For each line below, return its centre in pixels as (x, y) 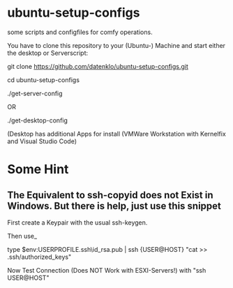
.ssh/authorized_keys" (39, 257)
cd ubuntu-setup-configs (44, 80)
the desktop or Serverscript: (48, 53)
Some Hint (38, 169)
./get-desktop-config (38, 120)
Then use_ (22, 236)
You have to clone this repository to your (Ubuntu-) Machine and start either (116, 45)
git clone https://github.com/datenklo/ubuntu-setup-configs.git (98, 66)
